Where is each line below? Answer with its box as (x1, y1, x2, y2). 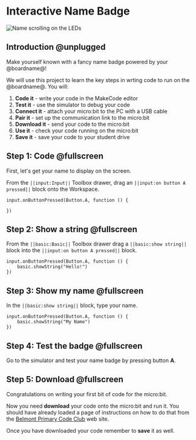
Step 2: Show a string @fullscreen (6, 224, 138, 235)
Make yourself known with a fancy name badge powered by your (6, 58, 168, 65)
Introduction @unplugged (6, 42, 106, 52)
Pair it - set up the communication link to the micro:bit (15, 114, 150, 121)
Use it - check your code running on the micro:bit (15, 126, 139, 134)
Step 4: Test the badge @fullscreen (6, 340, 143, 351)
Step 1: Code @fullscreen (6, 151, 104, 162)
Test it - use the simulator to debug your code (15, 101, 130, 108)
